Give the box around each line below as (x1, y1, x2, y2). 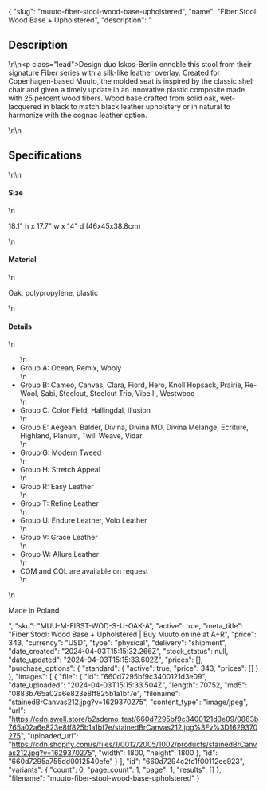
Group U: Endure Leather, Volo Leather (19, 515, 147, 525)
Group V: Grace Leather (19, 533, 98, 542)
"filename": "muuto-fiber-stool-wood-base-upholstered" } (8, 773, 200, 783)
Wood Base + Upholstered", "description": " (8, 15, 152, 25)
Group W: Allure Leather (19, 550, 100, 559)
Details (8, 322, 33, 331)
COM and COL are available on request (19, 566, 149, 576)
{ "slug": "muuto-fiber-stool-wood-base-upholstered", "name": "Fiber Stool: (8, 7, 258, 16)
